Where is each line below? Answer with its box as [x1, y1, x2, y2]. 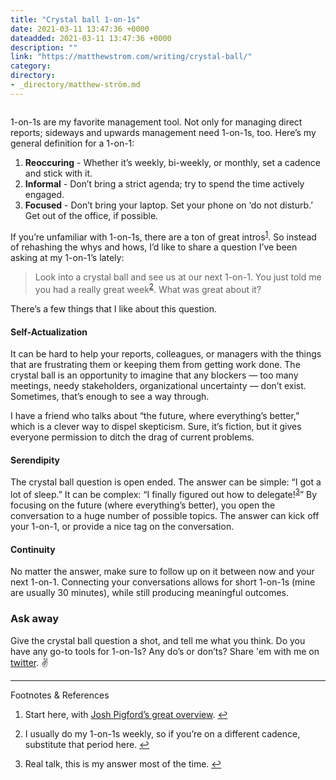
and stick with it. [24, 167, 93, 179]
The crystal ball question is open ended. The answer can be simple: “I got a [10, 476, 322, 488]
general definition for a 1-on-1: [10, 137, 135, 149]
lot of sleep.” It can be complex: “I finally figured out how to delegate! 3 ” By [10, 487, 318, 501]
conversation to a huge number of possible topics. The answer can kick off [10, 510, 320, 522]
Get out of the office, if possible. [24, 209, 159, 221]
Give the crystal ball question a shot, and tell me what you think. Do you [10, 634, 306, 646]
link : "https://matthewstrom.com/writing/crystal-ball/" [10, 52, 253, 62]
